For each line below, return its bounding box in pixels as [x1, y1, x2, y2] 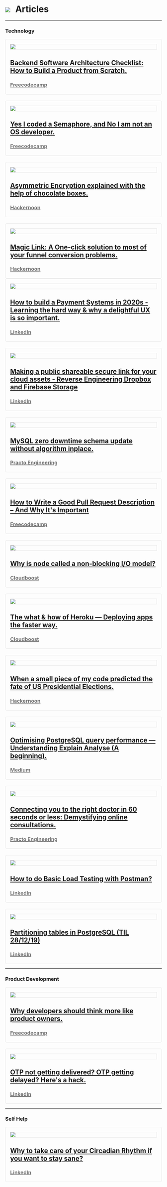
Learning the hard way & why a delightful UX [10, 305, 151, 314]
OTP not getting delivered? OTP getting [10, 1068, 134, 1076]
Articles [15, 3, 49, 15]
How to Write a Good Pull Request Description [10, 498, 155, 506]
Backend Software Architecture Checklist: [10, 58, 144, 67]
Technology [5, 27, 35, 34]
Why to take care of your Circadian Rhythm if [10, 1146, 153, 1155]
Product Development [5, 975, 60, 982]
